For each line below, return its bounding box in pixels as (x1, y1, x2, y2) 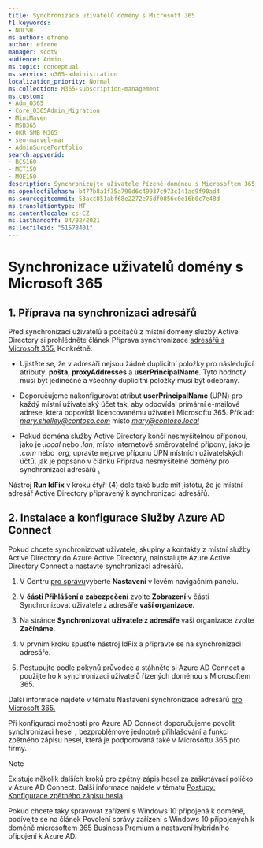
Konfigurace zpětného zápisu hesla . (8, 790, 125, 800)
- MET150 (8, 166, 37, 173)
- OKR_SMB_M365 (8, 128, 58, 136)
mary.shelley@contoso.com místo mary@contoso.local (19, 416, 199, 426)
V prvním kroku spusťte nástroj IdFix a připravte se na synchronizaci (19, 639, 242, 649)
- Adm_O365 (8, 99, 44, 107)
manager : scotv (8, 48, 58, 56)
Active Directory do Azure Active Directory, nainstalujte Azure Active (8, 552, 231, 562)
